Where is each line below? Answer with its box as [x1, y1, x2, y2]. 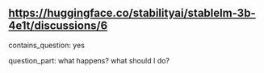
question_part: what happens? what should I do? [8, 55, 170, 65]
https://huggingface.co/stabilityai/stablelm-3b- [8, 6, 256, 20]
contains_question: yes [8, 40, 85, 50]
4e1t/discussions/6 [8, 19, 108, 33]
